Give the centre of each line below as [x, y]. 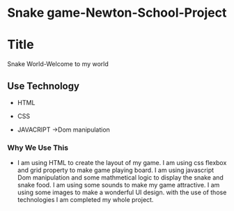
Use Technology [44, 86]
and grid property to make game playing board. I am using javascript [116, 170]
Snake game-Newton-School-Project [117, 13]
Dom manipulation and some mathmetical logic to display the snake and [120, 178]
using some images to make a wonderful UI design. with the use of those [122, 192]
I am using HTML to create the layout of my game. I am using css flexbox [122, 163]
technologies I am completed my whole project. [85, 200]
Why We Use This [38, 148]
